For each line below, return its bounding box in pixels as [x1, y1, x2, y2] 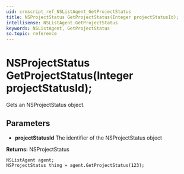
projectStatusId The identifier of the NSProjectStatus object [14, 134, 162, 141]
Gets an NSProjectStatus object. [6, 102, 85, 109]
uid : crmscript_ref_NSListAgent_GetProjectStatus [6, 8, 132, 15]
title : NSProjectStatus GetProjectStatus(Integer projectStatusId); [6, 14, 179, 20]
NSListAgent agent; [6, 157, 55, 163]
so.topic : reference [6, 31, 58, 37]
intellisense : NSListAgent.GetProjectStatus [6, 20, 118, 26]
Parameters [6, 118, 50, 128]
